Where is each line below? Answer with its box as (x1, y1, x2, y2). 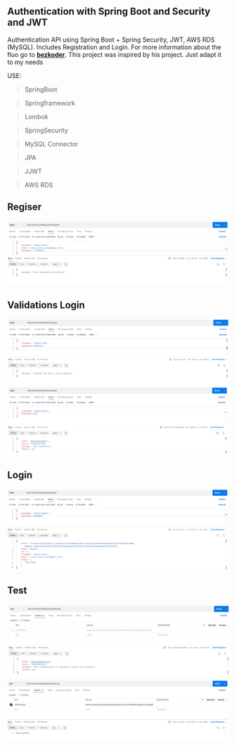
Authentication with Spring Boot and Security (7, 6, 211, 18)
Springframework (24, 99, 76, 107)
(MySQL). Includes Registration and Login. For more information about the (7, 42, 221, 51)
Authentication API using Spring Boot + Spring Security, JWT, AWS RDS (7, 35, 216, 44)
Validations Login (7, 299, 86, 311)
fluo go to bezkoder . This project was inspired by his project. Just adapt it (7, 50, 222, 58)
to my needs (7, 58, 44, 66)
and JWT (7, 17, 48, 29)
